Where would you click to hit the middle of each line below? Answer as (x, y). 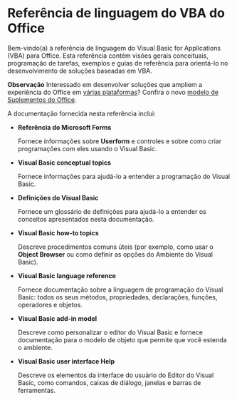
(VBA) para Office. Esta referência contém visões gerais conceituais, (108, 56)
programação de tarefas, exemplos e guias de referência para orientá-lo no (118, 63)
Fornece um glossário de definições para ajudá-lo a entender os (112, 211)
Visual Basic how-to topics (58, 232)
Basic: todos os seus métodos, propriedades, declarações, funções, (117, 297)
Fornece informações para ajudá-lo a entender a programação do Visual (123, 176)
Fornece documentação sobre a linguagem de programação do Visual (120, 289)
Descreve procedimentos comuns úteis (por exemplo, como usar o (115, 247)
